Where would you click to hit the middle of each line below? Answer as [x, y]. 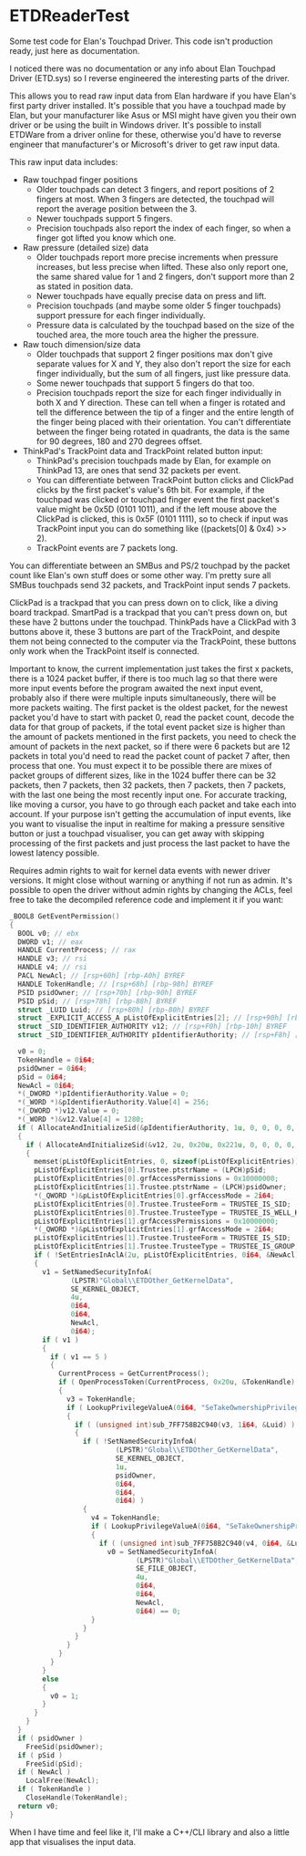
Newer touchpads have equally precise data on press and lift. [151, 296]
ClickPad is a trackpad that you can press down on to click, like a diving [144, 602]
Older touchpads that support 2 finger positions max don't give [154, 354]
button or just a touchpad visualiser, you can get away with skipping [137, 833]
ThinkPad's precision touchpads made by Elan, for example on [153, 461]
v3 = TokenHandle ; [102, 1399]
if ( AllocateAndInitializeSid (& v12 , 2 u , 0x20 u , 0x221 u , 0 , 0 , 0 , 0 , [161, 1145]
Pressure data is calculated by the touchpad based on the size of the [165, 325]
